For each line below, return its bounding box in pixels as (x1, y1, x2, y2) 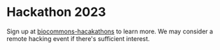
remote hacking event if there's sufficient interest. (6, 34, 150, 42)
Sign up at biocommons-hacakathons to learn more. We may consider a (6, 27, 214, 35)
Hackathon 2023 (6, 4, 106, 20)
